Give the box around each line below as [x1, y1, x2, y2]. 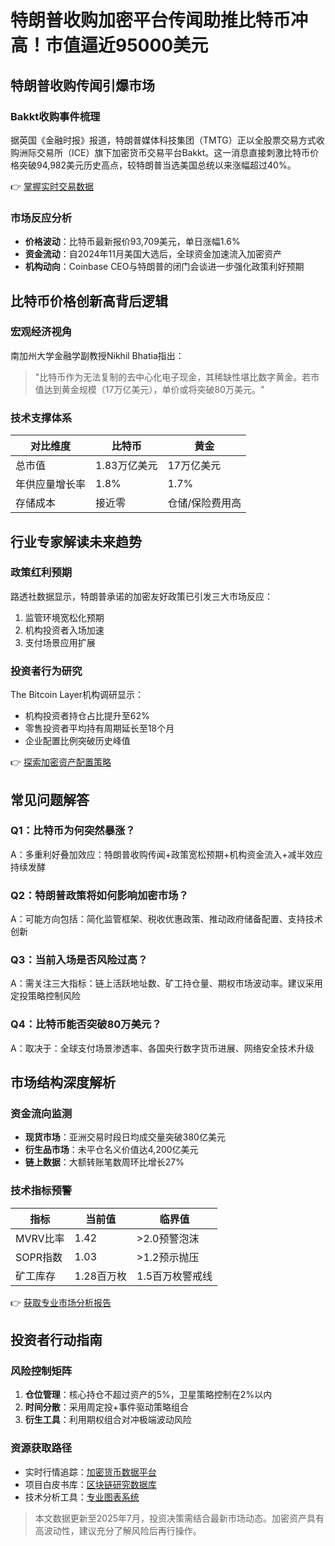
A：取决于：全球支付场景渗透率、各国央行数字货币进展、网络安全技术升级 [10, 1042, 315, 1054]
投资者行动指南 [10, 1332, 103, 1349]
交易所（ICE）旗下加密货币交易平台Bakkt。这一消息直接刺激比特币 [36, 146, 311, 158]
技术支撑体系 [10, 411, 73, 425]
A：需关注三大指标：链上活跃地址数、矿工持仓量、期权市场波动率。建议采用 [10, 977, 323, 990]
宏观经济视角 [10, 325, 73, 339]
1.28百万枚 [74, 1269, 128, 1283]
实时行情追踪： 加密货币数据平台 [24, 1466, 157, 1478]
